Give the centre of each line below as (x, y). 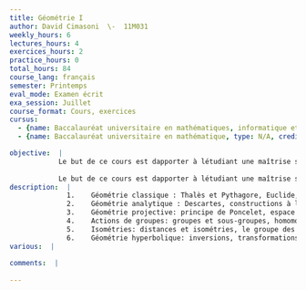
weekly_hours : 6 (40, 35)
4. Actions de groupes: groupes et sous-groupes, (169, 221)
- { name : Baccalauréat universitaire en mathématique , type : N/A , (146, 137)
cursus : (24, 119)
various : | (32, 246)
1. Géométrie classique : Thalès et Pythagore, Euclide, (183, 196)
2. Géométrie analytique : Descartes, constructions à (179, 204)
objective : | (36, 153)
